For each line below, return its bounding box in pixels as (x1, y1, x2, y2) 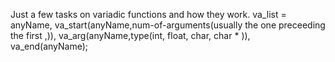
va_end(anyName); (10, 40, 89, 52)
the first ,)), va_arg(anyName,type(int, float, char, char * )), (10, 30, 251, 41)
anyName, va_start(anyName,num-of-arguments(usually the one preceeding (10, 19, 326, 31)
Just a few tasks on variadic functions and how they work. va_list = (10, 9, 287, 20)
